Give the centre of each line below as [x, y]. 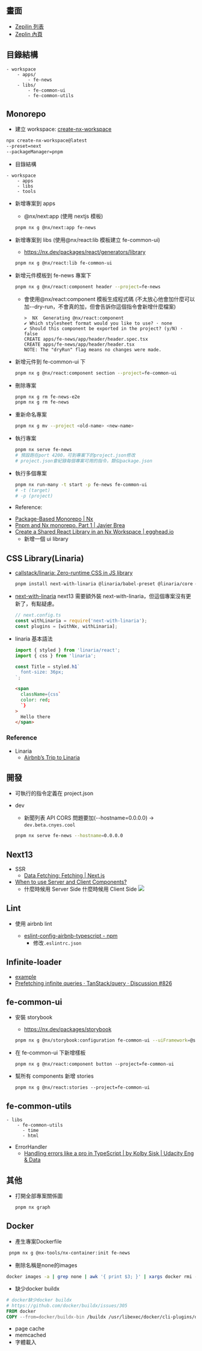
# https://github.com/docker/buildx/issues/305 [67, 1306]
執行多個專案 [31, 473]
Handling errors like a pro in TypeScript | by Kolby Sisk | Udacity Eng [109, 1153]
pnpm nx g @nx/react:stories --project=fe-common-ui [82, 1087]
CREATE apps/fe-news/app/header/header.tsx [79, 344]
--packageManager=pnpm [35, 152]
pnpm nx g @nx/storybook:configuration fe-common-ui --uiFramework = [103, 1040]
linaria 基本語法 [34, 639]
